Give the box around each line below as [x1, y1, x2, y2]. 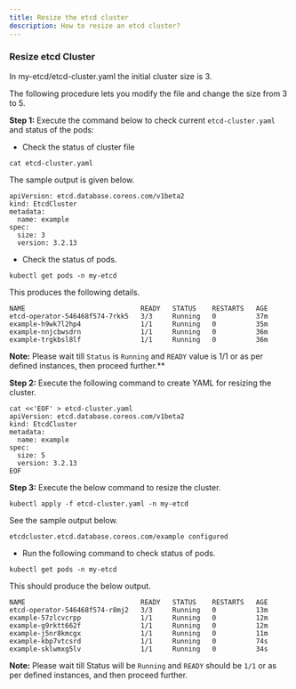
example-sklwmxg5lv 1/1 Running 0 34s [9, 644, 268, 653]
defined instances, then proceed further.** [9, 360, 166, 370]
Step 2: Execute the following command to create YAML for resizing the [9, 377, 272, 388]
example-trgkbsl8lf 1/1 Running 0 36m [9, 335, 268, 344]
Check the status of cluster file [21, 142, 135, 152]
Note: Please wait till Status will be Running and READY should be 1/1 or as [9, 660, 277, 670]
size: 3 [17, 231, 46, 239]
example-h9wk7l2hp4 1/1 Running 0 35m [9, 320, 268, 328]
